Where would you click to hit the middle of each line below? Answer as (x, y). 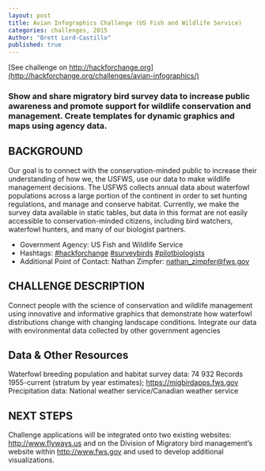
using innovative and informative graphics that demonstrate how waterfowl (130, 314)
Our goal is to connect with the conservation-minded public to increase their (132, 170)
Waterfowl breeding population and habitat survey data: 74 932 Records (126, 374)
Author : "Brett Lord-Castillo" (60, 38)
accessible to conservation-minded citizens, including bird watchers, (121, 220)
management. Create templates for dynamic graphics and (121, 116)
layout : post (30, 15)
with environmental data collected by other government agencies (114, 330)
